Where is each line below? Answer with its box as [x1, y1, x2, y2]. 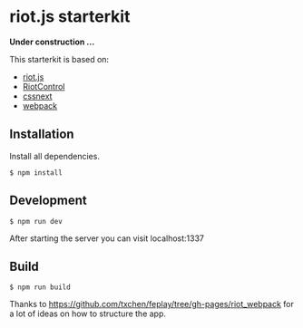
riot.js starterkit [9, 6, 131, 27]
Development [9, 193, 88, 208]
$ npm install [9, 168, 64, 178]
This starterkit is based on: [9, 53, 110, 64]
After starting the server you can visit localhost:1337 [9, 233, 205, 244]
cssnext [22, 91, 53, 101]
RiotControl [22, 81, 65, 92]
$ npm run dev [9, 217, 64, 226]
